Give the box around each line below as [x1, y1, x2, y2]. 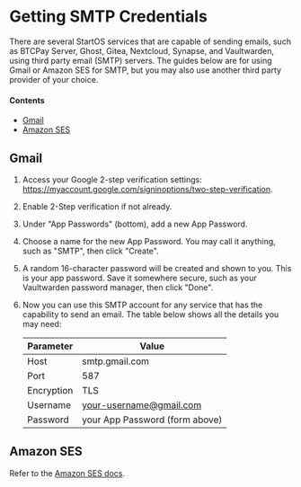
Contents [9, 94, 45, 105]
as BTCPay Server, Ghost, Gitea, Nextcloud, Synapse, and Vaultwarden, [9, 45, 274, 56]
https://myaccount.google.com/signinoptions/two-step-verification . [22, 183, 273, 194]
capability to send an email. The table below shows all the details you [22, 308, 279, 320]
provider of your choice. [9, 74, 99, 84]
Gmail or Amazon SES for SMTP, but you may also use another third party [9, 65, 281, 75]
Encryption [26, 384, 74, 396]
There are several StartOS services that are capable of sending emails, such [9, 36, 292, 47]
